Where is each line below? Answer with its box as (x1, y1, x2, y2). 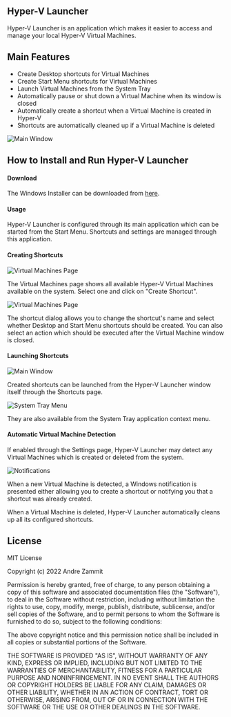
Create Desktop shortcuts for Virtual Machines (17, 69, 150, 78)
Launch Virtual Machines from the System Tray (17, 84, 151, 93)
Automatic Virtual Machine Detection (7, 430, 116, 438)
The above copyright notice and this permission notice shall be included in (7, 631, 219, 639)
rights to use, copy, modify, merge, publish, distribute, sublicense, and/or (7, 602, 215, 611)
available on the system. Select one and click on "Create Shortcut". (7, 287, 198, 295)
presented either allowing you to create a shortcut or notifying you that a (7, 487, 214, 496)
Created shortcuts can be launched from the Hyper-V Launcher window (7, 380, 212, 389)
